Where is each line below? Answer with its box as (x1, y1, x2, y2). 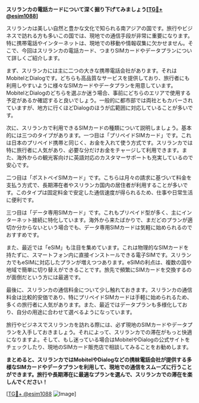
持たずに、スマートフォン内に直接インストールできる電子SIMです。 (6, 251, 171, 258)
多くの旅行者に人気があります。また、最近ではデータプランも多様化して (6, 301, 182, 308)
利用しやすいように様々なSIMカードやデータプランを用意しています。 (6, 82, 176, 89)
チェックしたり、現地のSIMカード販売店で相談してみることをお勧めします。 (6, 344, 192, 350)
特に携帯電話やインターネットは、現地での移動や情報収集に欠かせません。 (6, 40, 188, 46)
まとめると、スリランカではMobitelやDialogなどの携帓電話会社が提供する (6, 356, 187, 363)
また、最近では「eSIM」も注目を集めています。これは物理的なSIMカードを (6, 244, 189, 251)
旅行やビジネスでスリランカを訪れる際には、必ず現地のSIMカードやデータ (6, 321, 188, 328)
